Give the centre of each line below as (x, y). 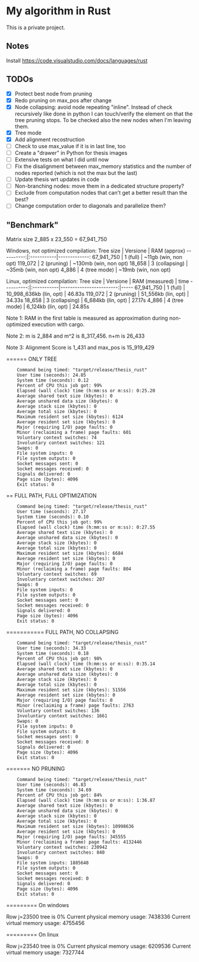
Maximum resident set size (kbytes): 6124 (70, 417)
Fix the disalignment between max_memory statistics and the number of (103, 166)
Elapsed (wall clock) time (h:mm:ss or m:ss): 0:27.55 (86, 527)
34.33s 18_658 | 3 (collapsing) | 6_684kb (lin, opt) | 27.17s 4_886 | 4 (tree (95, 300)
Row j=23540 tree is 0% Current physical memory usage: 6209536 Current (99, 946)
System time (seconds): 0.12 (53, 380)
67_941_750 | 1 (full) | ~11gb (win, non (137, 257)
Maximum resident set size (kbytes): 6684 (70, 554)
